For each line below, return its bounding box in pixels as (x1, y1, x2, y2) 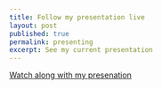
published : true (9, 29, 69, 38)
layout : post (9, 21, 58, 30)
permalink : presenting (9, 37, 93, 47)
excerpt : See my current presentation (9, 46, 153, 55)
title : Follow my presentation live (9, 12, 145, 22)
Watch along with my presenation (9, 70, 132, 80)
